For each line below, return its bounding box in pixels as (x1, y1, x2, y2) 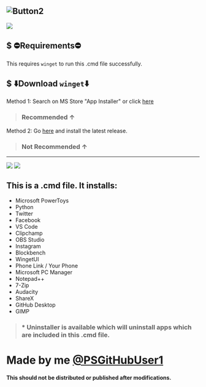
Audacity (15, 288, 39, 295)
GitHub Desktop (15, 301, 56, 308)
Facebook (15, 216, 41, 224)
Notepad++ (15, 275, 45, 282)
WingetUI (15, 255, 39, 262)
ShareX (15, 294, 34, 302)
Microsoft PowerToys (15, 197, 69, 204)
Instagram (15, 242, 41, 250)
